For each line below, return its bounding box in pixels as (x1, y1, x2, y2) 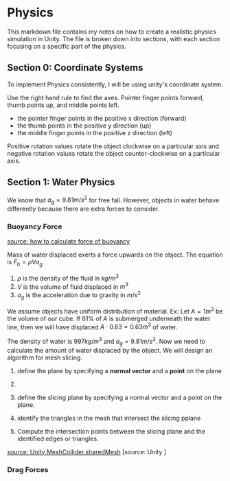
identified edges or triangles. (16, 434, 99, 443)
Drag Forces (7, 465, 49, 474)
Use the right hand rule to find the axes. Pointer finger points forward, (7, 93, 205, 102)
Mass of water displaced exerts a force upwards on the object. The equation (7, 250, 223, 259)
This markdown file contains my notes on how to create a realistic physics (7, 27, 216, 36)
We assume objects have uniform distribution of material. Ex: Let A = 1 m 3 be (7, 305, 223, 315)
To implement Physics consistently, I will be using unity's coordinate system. (7, 80, 224, 89)
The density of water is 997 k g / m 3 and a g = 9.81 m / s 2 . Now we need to (7, 336, 206, 347)
